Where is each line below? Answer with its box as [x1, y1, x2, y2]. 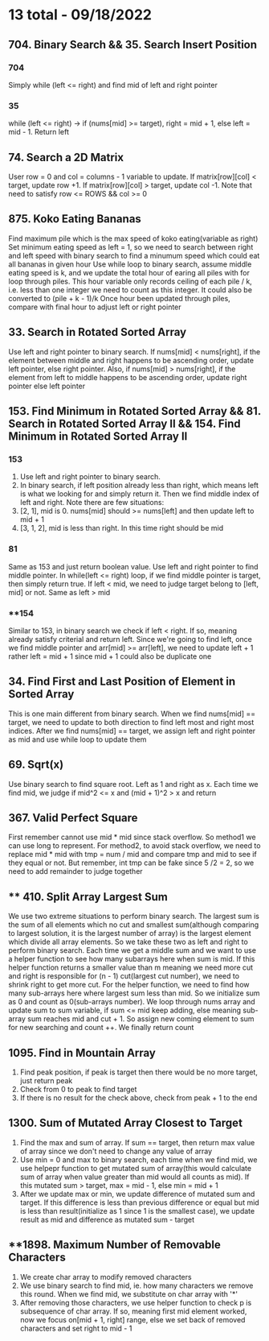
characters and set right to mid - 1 [19, 1323, 132, 1333]
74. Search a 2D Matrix [8, 151, 124, 164]
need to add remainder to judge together [8, 867, 143, 876]
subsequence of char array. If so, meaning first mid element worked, [19, 1306, 247, 1316]
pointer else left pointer [8, 381, 86, 391]
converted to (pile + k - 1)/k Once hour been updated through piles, [8, 293, 230, 303]
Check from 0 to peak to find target [19, 1084, 137, 1094]
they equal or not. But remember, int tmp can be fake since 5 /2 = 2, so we [8, 858, 255, 867]
